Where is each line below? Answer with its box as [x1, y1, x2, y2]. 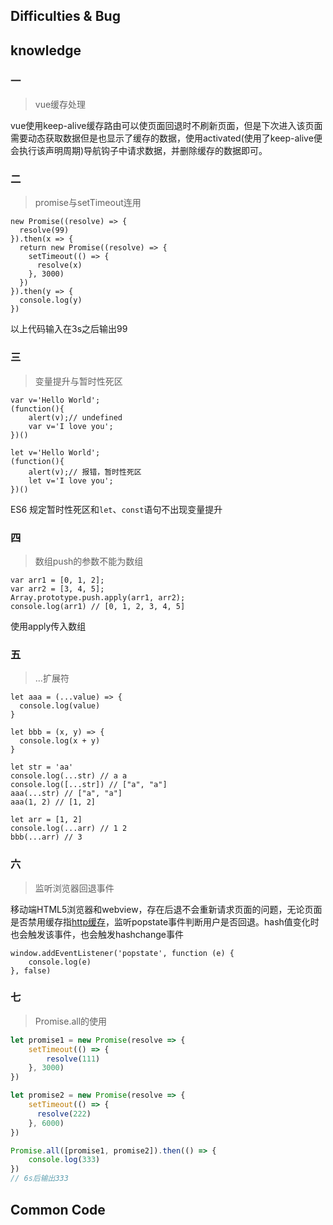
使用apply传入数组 [10, 620, 87, 632]
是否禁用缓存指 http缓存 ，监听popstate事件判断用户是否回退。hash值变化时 [10, 915, 320, 928]
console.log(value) [19, 701, 101, 711]
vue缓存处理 [34, 99, 87, 111]
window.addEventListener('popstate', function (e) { [10, 948, 235, 958]
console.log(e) [28, 957, 92, 967]
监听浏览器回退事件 [34, 882, 115, 894]
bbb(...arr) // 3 [10, 832, 83, 843]
